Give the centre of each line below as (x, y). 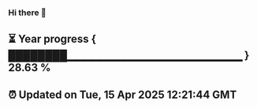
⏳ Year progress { (52, 39)
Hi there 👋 (28, 13)
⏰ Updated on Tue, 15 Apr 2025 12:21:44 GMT (123, 94)
